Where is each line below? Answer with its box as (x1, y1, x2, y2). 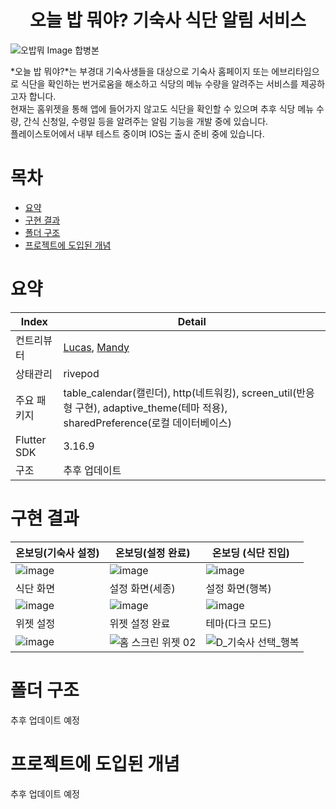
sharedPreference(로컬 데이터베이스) (63, 416, 232, 430)
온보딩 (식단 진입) (211, 546, 290, 560)
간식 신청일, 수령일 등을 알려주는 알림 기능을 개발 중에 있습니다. (23, 115, 269, 127)
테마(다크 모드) (205, 616, 272, 630)
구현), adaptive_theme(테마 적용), (74, 401, 228, 415)
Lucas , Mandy (63, 340, 130, 354)
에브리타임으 (271, 65, 320, 77)
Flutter (15, 432, 47, 446)
